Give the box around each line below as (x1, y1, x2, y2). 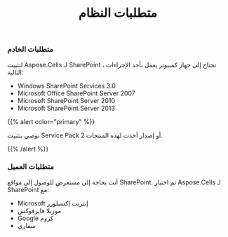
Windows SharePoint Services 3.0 (17, 81, 116, 90)
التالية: (7, 68, 24, 76)
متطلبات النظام (78, 5, 158, 21)
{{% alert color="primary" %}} (7, 117, 95, 126)
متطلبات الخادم (7, 44, 54, 54)
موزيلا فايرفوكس (17, 206, 62, 215)
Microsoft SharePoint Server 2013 (17, 104, 116, 112)
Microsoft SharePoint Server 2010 (17, 96, 116, 104)
